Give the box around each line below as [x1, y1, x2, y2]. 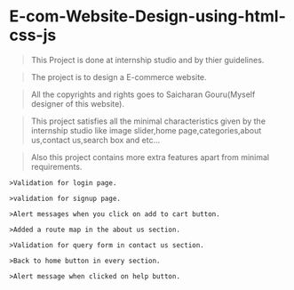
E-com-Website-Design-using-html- [9, 6, 286, 27]
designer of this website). [30, 98, 124, 109]
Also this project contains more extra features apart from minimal [30, 151, 269, 162]
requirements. [30, 161, 83, 172]
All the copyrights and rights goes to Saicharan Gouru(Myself [30, 89, 256, 100]
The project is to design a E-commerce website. [30, 71, 207, 82]
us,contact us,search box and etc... [30, 134, 161, 145]
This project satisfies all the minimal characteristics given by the [30, 116, 266, 126]
